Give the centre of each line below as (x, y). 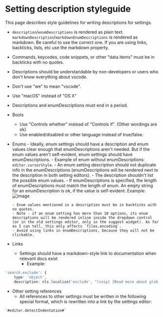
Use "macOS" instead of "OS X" (44, 96)
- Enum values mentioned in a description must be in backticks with (84, 205)
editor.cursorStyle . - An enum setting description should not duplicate (84, 165)
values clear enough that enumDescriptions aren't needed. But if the (81, 149)
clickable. (23, 235)
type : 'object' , (31, 277)
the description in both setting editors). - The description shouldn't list (83, 175)
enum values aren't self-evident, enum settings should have (72, 154)
